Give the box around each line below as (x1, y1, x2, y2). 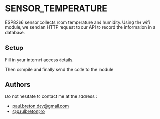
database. (5, 29, 25, 35)
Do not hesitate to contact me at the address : (5, 94, 98, 99)
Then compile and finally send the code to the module (5, 66, 114, 72)
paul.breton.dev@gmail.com (12, 103, 69, 109)
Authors (5, 80, 31, 89)
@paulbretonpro (12, 108, 45, 114)
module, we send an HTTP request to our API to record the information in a (5, 24, 156, 30)
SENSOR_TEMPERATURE (5, 3, 108, 14)
